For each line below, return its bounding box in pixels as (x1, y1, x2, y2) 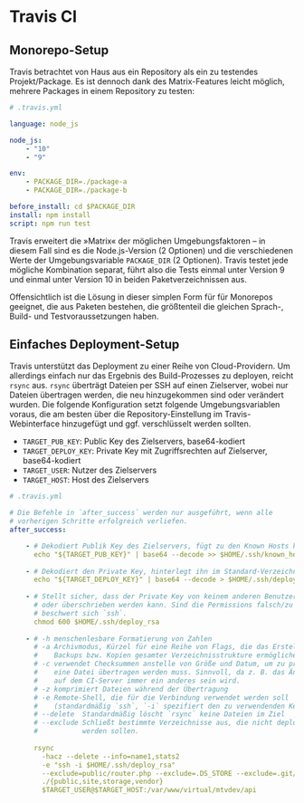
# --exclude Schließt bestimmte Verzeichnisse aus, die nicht (33, 718, 273, 728)
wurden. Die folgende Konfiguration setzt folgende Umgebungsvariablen (9, 399, 280, 410)
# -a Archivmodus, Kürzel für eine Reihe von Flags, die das (33, 643, 270, 652)
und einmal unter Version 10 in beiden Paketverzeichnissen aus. (9, 273, 247, 284)
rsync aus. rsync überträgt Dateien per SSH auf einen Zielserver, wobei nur (9, 380, 289, 391)
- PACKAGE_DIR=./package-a (25, 177, 128, 186)
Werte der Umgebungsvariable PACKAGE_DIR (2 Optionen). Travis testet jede (9, 254, 289, 265)
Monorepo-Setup (9, 43, 109, 58)
